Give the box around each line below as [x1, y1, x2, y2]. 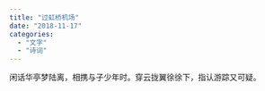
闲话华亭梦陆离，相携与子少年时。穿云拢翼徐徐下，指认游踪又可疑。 [9, 72, 261, 83]
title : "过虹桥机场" [9, 12, 79, 22]
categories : [9, 29, 54, 38]
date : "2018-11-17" [9, 21, 83, 30]
